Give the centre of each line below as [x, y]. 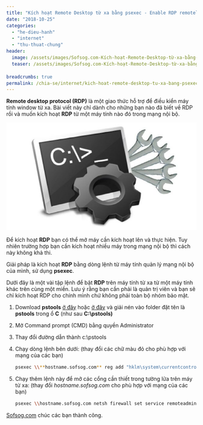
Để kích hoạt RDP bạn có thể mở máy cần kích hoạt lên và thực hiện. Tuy [97, 239]
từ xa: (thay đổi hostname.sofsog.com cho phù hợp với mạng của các [101, 385]
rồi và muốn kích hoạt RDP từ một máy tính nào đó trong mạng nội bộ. [93, 114]
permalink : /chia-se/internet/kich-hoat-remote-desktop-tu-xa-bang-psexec [102, 83]
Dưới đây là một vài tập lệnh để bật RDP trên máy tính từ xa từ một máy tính [100, 283]
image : [20, 58]
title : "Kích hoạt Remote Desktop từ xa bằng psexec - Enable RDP [92, 13]
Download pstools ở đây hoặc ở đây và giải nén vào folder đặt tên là [100, 307]
